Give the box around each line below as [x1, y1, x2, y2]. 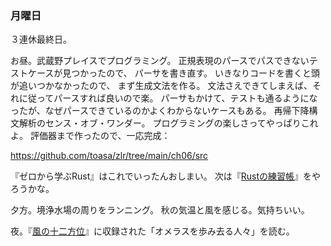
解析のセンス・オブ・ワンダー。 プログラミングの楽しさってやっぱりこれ [18, 117, 319, 129]
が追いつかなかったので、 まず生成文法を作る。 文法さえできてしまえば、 [10, 80, 313, 92]
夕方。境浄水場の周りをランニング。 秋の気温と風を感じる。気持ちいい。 [10, 204, 310, 216]
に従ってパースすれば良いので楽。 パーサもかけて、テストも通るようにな [18, 92, 318, 104]
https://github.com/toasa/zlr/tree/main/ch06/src [10, 150, 209, 162]
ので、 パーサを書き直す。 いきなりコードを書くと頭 [106, 67, 320, 79]
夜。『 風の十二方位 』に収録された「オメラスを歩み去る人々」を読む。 [10, 225, 295, 237]
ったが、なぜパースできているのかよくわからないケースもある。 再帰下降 [10, 105, 310, 117]
